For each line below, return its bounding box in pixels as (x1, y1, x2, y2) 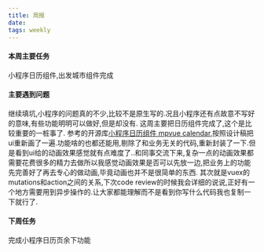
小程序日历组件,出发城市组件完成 (8, 70, 114, 79)
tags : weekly (8, 26, 51, 34)
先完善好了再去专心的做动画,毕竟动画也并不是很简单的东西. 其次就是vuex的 (8, 167, 250, 177)
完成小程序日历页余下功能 (8, 235, 91, 244)
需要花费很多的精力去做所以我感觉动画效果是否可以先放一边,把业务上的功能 (8, 158, 251, 167)
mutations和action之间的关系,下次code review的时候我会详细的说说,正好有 (8, 177, 249, 187)
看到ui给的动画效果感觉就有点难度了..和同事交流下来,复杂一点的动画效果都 (14, 148, 254, 157)
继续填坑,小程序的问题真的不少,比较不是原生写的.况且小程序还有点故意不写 (8, 108, 249, 118)
